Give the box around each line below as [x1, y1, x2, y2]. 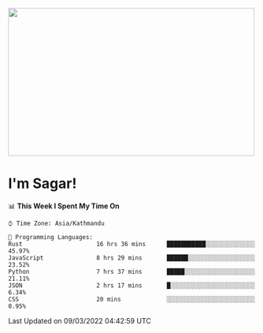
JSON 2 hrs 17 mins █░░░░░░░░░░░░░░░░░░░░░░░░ [8, 281, 256, 290]
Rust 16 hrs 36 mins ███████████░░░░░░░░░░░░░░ [8, 240, 256, 248]
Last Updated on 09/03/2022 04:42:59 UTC [8, 316, 152, 325]
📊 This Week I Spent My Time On [8, 201, 120, 211]
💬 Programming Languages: [8, 233, 93, 241]
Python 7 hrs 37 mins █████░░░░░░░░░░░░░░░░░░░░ [8, 268, 256, 275]
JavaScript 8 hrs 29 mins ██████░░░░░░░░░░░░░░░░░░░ [8, 253, 256, 262]
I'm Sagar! [8, 174, 77, 193]
